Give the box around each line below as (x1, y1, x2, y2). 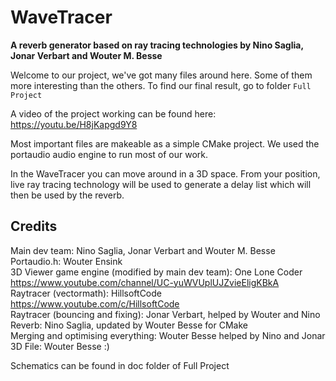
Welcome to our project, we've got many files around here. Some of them (10, 69, 313, 81)
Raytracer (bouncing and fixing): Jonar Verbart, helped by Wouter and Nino (10, 308, 321, 320)
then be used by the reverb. (10, 189, 125, 201)
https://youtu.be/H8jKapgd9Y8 (10, 118, 138, 130)
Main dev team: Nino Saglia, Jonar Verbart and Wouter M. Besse (10, 244, 276, 256)
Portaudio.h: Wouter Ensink (10, 255, 123, 267)
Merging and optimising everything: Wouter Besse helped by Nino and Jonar (10, 329, 326, 341)
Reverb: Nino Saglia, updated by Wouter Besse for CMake (10, 319, 248, 331)
